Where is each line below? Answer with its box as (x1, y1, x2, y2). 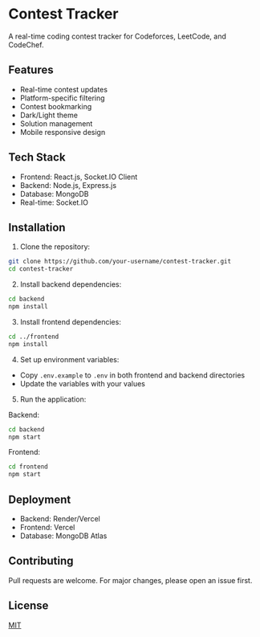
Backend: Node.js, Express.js (19, 180, 117, 190)
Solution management (19, 118, 93, 129)
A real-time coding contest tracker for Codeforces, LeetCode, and (8, 31, 227, 41)
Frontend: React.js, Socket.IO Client (19, 172, 138, 182)
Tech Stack (8, 150, 66, 165)
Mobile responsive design (19, 127, 106, 137)
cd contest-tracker (8, 265, 74, 273)
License (8, 599, 49, 613)
